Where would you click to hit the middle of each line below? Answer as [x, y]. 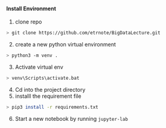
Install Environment [31, 8]
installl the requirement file [48, 96]
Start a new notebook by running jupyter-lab [72, 118]
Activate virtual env [39, 67]
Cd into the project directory [50, 89]
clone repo [28, 22]
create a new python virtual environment [65, 45]
